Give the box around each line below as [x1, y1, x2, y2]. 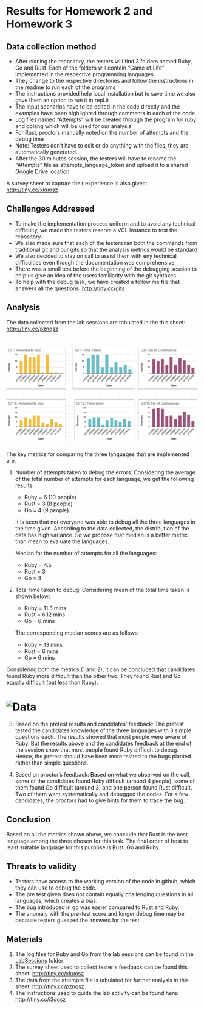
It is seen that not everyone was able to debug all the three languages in [15, 518, 195, 526]
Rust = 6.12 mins [24, 611, 66, 618]
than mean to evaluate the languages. [15, 538, 110, 545]
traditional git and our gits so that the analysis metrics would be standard [15, 246, 198, 253]
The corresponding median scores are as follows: [15, 629, 140, 636]
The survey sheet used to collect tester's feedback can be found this [15, 963, 188, 971]
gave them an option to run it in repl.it [15, 96, 109, 104]
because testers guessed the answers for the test [15, 916, 140, 924]
